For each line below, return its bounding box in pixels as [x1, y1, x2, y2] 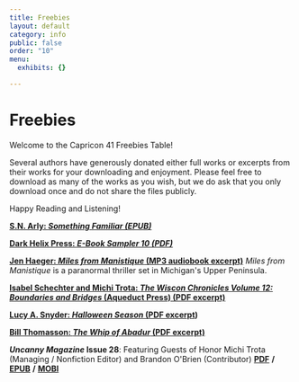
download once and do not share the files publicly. [9, 185, 197, 196]
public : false [9, 38, 63, 48]
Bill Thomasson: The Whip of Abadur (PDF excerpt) [9, 326, 205, 337]
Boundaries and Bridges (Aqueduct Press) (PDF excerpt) [9, 291, 226, 302]
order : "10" [9, 47, 54, 56]
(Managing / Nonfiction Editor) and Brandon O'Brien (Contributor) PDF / [9, 353, 276, 364]
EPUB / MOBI [9, 363, 59, 374]
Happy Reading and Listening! [9, 203, 122, 214]
